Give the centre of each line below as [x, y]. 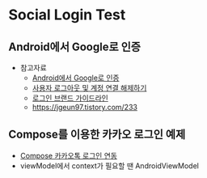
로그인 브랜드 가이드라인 [70, 98]
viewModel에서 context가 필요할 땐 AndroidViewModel [110, 165]
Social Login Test [67, 15]
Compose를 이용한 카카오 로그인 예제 [97, 135]
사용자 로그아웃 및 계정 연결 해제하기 [89, 88]
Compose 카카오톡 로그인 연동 [68, 155]
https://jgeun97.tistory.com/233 [84, 107]
